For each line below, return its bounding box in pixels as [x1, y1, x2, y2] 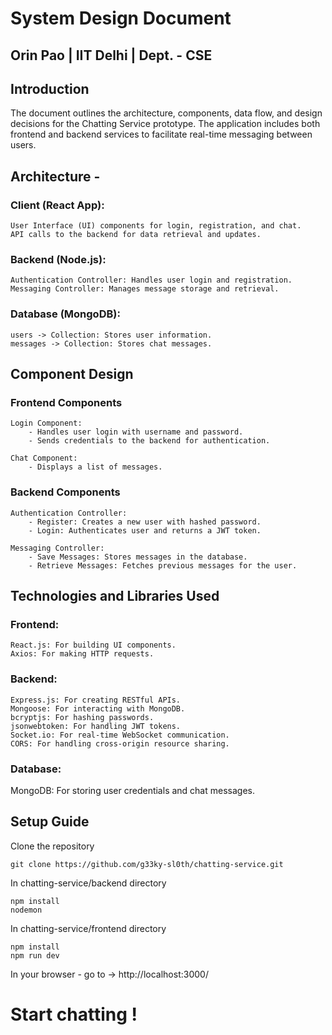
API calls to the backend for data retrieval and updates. [10, 230, 262, 240]
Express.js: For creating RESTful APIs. [10, 695, 182, 705]
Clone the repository [10, 840, 95, 852]
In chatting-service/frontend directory [10, 922, 167, 934]
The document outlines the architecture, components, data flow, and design [10, 107, 323, 119]
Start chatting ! [10, 1003, 138, 1026]
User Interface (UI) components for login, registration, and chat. [10, 221, 302, 231]
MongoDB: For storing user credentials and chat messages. [10, 784, 255, 796]
